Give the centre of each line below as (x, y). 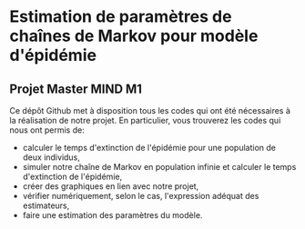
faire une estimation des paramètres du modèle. (112, 215)
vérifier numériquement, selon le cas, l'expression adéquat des (141, 196)
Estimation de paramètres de (121, 17)
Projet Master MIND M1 (76, 89)
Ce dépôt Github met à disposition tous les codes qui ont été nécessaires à (150, 110)
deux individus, (51, 157)
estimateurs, (46, 205)
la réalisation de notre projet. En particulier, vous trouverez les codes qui (145, 120)
